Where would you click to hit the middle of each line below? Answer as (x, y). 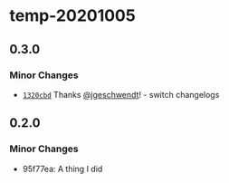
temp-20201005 (72, 16)
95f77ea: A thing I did (62, 169)
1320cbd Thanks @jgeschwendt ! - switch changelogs (121, 94)
